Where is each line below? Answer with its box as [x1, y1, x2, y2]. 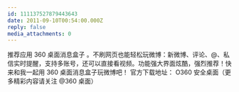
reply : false [7, 23, 46, 30]
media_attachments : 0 [7, 30, 72, 38]
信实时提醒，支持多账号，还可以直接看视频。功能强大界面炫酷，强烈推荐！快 [7, 59, 232, 68]
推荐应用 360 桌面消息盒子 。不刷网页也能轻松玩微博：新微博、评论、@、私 [7, 50, 230, 59]
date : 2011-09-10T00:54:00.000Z [7, 17, 103, 24]
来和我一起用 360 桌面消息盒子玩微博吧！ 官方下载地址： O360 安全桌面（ [7, 68, 225, 76]
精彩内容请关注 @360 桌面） [13, 77, 97, 86]
